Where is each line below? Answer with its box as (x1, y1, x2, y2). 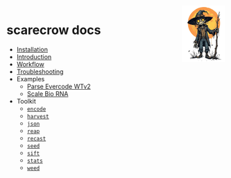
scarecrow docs (6, 22, 101, 38)
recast (26, 135, 46, 142)
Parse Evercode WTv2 (26, 82, 91, 90)
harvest (26, 113, 49, 120)
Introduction (16, 52, 52, 60)
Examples (16, 74, 45, 83)
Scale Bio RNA (26, 89, 69, 98)
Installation (16, 45, 49, 54)
